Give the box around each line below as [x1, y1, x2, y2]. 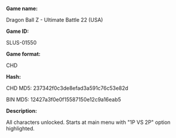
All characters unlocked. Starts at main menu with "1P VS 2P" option [6, 119, 171, 126]
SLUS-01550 [6, 39, 37, 46]
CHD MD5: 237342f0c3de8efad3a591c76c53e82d [6, 85, 128, 92]
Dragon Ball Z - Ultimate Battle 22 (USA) [6, 16, 103, 23]
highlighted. [6, 125, 35, 132]
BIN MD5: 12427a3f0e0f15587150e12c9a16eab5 [6, 96, 121, 103]
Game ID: [6, 28, 29, 35]
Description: [6, 107, 37, 114]
